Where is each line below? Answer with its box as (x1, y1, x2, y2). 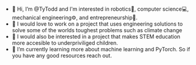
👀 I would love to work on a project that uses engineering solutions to (11, 20, 183, 27)
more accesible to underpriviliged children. (11, 39, 118, 47)
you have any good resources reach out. (11, 52, 112, 59)
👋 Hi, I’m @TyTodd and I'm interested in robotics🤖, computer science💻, (11, 5, 189, 13)
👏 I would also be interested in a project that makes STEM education (11, 33, 181, 40)
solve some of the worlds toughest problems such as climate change (11, 27, 183, 33)
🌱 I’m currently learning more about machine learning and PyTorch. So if (11, 46, 191, 52)
